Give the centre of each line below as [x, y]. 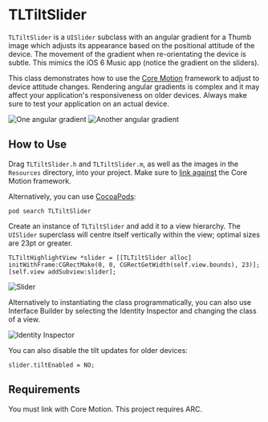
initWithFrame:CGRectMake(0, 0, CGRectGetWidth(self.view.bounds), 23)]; [134, 265]
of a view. [24, 319]
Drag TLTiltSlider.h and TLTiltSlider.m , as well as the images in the [124, 164]
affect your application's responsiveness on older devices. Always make [128, 95]
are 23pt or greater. [41, 243]
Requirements [44, 390]
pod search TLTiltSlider [50, 211]
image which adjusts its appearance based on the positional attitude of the [132, 45]
